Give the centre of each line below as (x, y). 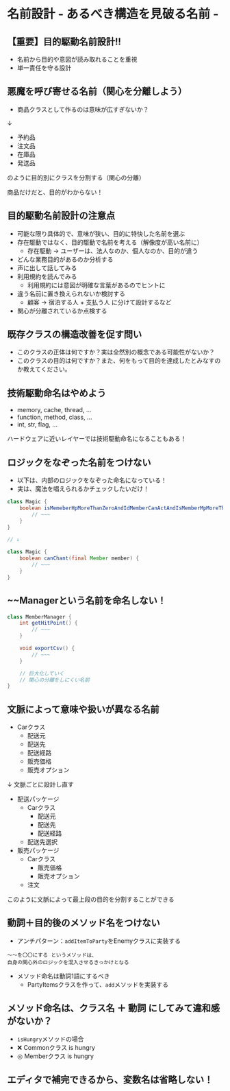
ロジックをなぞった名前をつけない (79, 463)
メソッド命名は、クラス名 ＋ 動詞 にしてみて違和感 (114, 1008)
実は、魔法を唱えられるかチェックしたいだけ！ (83, 489)
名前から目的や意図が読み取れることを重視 (77, 59)
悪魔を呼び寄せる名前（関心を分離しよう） (97, 92)
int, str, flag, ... (37, 424)
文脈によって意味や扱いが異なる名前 (83, 709)
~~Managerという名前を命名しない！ (87, 601)
